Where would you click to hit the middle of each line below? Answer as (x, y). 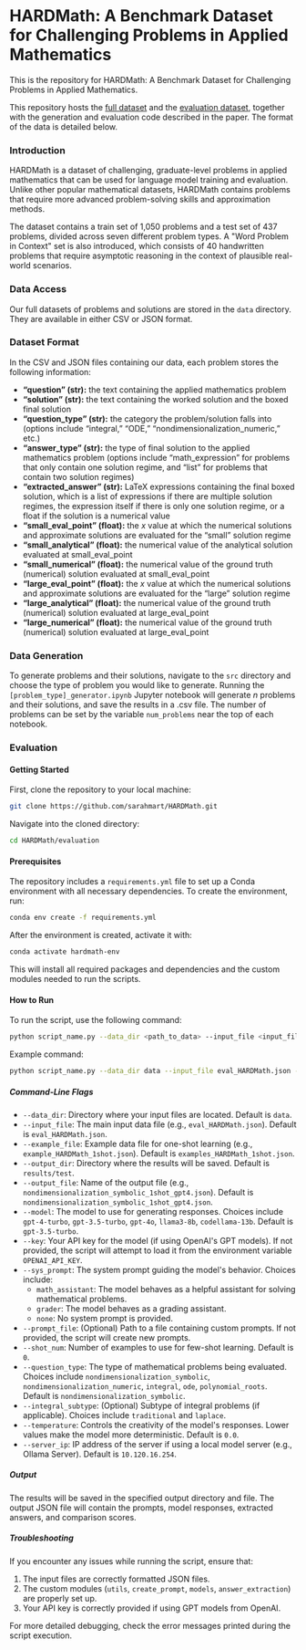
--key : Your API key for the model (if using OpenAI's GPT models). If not (158, 1240)
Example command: (46, 1054)
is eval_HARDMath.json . (65, 1133)
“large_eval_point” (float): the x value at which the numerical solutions (157, 583)
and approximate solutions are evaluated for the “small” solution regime (157, 535)
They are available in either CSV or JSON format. (101, 319)
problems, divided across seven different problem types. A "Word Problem (149, 236)
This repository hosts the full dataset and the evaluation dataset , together (147, 107)
